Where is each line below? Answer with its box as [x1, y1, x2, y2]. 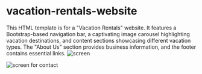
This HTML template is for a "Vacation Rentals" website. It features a [6, 24, 177, 31]
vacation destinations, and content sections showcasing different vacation [6, 37, 191, 44]
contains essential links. [6, 49, 66, 57]
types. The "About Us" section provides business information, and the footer [6, 43, 197, 51]
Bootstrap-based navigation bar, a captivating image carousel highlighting [6, 30, 190, 37]
